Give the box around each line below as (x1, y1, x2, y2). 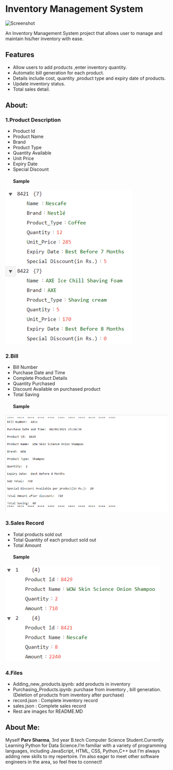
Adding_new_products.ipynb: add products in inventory (12, 681, 131, 687)
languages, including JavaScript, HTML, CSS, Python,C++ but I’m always (5, 747, 160, 754)
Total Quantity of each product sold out (12, 536, 96, 543)
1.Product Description (5, 116, 61, 124)
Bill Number (12, 364, 38, 370)
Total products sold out (12, 531, 62, 537)
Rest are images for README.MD (12, 708, 83, 714)
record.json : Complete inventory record (12, 697, 98, 704)
